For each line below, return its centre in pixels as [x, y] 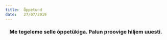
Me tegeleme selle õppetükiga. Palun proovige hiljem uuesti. [86, 32]
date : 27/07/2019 [26, 14]
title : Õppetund [24, 10]
